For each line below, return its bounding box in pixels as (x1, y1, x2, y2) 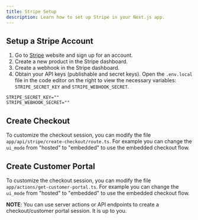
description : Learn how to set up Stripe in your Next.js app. (6, 14, 165, 20)
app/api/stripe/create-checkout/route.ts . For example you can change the (6, 138, 192, 145)
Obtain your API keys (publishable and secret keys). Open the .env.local (14, 70, 193, 77)
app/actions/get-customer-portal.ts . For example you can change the (6, 183, 179, 190)
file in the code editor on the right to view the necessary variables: (14, 77, 177, 84)
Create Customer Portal (6, 161, 96, 172)
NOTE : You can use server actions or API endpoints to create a (6, 200, 160, 208)
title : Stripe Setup (6, 8, 57, 15)
